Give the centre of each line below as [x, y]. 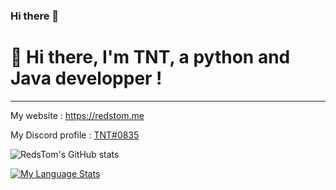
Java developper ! [86, 78]
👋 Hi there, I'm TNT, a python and [150, 57]
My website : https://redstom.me [77, 115]
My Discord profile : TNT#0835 [75, 135]
